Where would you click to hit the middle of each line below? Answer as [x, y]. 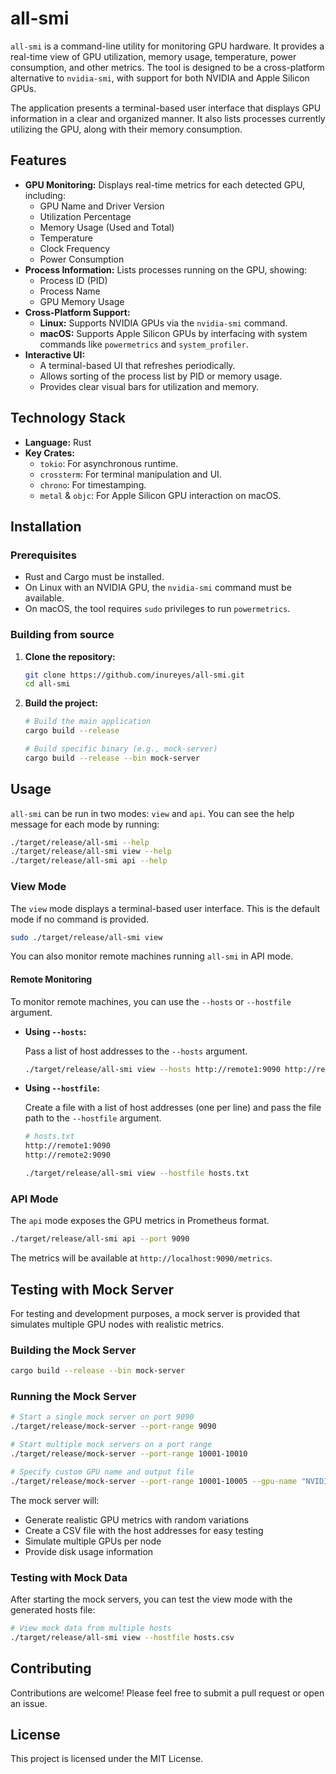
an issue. [29, 1703]
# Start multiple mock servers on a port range [111, 1445]
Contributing [51, 1668]
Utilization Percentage [85, 216]
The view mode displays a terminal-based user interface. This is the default [165, 908]
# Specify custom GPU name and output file [102, 1472]
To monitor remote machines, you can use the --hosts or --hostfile [151, 1001]
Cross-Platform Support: [77, 312]
